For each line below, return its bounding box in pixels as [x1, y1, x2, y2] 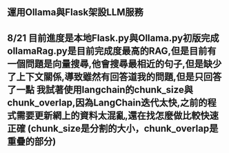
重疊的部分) [7, 135, 57, 147]
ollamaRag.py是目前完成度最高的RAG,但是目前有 [7, 45, 217, 57]
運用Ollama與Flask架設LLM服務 [7, 6, 143, 19]
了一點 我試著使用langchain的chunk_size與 [7, 83, 193, 95]
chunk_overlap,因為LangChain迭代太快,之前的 [7, 96, 208, 108]
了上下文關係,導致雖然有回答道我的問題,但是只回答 [7, 71, 222, 83]
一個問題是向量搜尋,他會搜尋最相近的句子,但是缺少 [7, 58, 222, 70]
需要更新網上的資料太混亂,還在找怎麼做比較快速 [16, 110, 219, 121]
